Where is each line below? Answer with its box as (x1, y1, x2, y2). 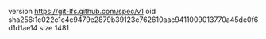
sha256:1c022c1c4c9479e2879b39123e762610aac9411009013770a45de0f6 (8, 15, 259, 24)
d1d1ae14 (8, 23, 38, 32)
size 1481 (39, 23, 70, 32)
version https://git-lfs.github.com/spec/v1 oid (8, 7, 156, 16)
